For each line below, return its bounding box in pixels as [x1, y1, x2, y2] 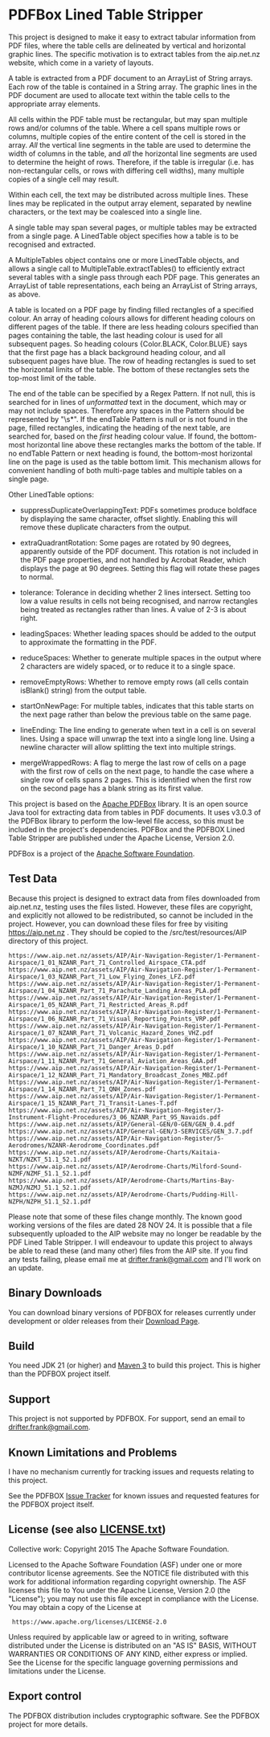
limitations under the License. [8, 1665, 106, 1676]
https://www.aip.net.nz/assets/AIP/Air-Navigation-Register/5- [8, 1134, 225, 1142]
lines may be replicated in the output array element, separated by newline [8, 198, 252, 208]
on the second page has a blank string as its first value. [19, 783, 203, 793]
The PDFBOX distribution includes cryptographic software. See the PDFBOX [8, 1710, 260, 1720]
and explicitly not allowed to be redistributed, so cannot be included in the [8, 910, 253, 920]
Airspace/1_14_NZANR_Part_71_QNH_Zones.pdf [8, 1085, 157, 1093]
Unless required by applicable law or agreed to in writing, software [8, 1632, 229, 1641]
